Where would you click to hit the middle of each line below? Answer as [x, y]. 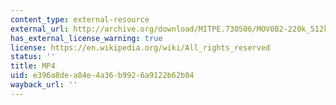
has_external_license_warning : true [86, 38]
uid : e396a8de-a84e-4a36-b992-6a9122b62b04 [102, 76]
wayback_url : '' [44, 85]
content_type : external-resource [80, 19]
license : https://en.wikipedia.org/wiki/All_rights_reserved [140, 47]
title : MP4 [33, 66]
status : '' [33, 57]
